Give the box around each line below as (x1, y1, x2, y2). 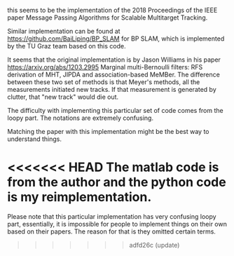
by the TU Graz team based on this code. (7, 42, 126, 50)
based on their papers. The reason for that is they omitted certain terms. (7, 227, 216, 236)
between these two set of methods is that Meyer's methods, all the (7, 78, 200, 86)
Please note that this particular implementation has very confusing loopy (7, 212, 216, 220)
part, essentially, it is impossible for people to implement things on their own (7, 220, 228, 228)
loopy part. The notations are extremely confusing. (7, 114, 154, 122)
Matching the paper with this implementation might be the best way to (7, 128, 209, 135)
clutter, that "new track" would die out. (7, 93, 119, 101)
